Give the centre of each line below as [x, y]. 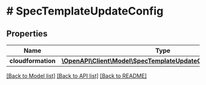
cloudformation [32, 61]
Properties [27, 34]
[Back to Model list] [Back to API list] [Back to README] [77, 76]
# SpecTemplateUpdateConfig [85, 11]
